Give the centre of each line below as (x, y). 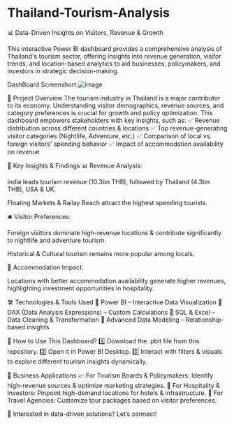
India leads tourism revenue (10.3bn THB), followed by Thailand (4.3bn (109, 181)
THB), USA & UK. (32, 189)
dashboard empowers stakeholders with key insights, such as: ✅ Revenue (114, 120)
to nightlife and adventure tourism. (57, 240)
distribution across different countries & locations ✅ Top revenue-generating (117, 128)
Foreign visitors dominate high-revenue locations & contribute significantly (115, 232)
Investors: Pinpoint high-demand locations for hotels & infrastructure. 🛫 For (115, 393)
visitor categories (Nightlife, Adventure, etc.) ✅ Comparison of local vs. (110, 136)
